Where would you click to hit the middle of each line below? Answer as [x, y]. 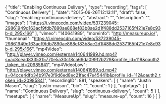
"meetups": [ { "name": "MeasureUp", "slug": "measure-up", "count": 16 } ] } [83, 96]
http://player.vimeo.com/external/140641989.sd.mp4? [62, 70]
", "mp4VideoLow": [67, 65]
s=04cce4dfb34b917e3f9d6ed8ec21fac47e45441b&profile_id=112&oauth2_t [83, 75]
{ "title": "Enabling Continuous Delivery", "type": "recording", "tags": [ [76, 7]
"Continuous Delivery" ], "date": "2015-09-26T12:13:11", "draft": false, [76, 12]
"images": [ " [18, 23]
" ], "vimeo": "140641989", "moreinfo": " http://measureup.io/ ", [95, 33]
